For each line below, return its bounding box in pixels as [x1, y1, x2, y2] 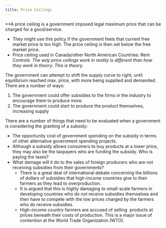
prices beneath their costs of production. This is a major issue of [19, 212, 153, 218]
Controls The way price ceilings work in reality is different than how [12, 57, 153, 63]
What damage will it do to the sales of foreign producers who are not [12, 159, 153, 165]
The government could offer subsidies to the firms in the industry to [12, 92, 152, 98]
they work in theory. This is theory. [12, 62, 83, 68]
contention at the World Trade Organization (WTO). [19, 217, 125, 223]
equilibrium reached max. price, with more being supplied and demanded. [5, 77, 157, 83]
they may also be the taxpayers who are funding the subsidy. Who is [12, 148, 153, 154]
